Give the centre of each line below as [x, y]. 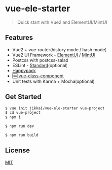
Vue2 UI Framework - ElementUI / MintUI [54, 55]
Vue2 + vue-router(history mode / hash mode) [59, 49]
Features [19, 38]
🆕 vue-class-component [38, 76]
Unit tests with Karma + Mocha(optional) [53, 81]
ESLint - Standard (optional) [40, 65]
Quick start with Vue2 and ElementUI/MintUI [62, 22]
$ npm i [13, 117]
